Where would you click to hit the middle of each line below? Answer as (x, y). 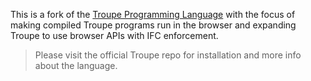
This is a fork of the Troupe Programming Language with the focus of (153, 14)
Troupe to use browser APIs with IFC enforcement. (114, 35)
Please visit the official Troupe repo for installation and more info (168, 55)
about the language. (76, 65)
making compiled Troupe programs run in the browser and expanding (153, 25)
